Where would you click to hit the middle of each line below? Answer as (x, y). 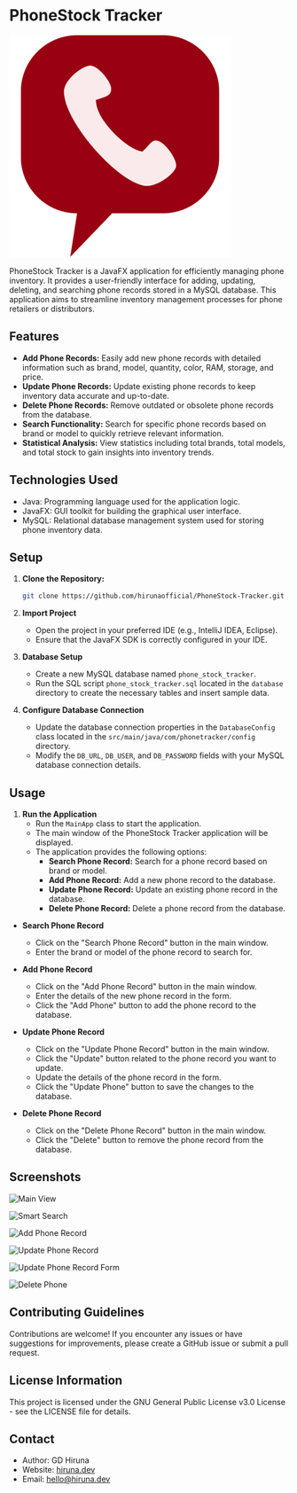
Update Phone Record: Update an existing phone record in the (163, 890)
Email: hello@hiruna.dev (66, 1479)
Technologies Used (63, 480)
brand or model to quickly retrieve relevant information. (123, 433)
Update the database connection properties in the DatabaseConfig (155, 727)
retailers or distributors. (52, 309)
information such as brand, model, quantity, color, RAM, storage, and (148, 367)
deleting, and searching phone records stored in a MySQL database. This (143, 290)
